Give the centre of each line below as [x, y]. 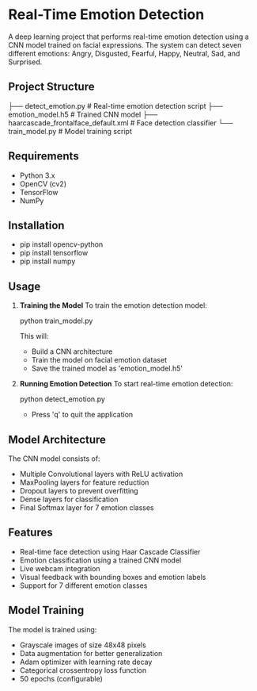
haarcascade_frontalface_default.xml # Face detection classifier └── [121, 123]
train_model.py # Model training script [70, 131]
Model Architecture [57, 439]
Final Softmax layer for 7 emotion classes [87, 508]
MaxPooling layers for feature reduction [84, 482]
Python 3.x [37, 175]
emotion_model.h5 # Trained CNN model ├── [83, 114]
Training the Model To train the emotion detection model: [113, 305]
